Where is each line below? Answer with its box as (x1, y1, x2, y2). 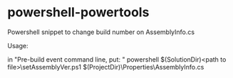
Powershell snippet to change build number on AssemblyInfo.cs (7, 28, 195, 36)
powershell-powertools (7, 4, 150, 21)
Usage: (7, 41, 29, 50)
